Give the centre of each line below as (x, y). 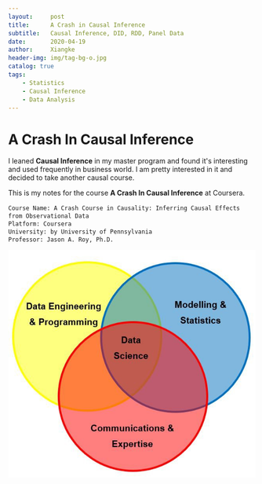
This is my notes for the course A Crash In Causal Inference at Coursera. (127, 193)
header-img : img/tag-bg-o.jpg (58, 58)
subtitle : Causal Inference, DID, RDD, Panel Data (96, 33)
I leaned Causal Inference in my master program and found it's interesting (128, 161)
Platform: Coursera (40, 224)
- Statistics (44, 82)
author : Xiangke (42, 50)
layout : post (36, 16)
